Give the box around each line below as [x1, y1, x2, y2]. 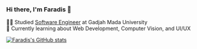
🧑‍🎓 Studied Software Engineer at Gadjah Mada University [6, 19, 148, 26]
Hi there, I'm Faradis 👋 [6, 5, 72, 14]
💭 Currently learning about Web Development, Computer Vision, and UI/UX [6, 25, 191, 32]
